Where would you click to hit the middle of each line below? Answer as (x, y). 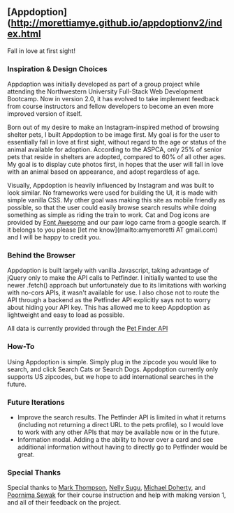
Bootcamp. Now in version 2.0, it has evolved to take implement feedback (113, 99)
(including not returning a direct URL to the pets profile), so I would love (120, 425)
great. (26, 454)
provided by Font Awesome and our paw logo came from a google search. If (117, 223)
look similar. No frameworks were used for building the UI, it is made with (112, 193)
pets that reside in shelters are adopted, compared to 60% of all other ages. (116, 157)
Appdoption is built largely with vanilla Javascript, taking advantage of (108, 270)
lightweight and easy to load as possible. (66, 315)
